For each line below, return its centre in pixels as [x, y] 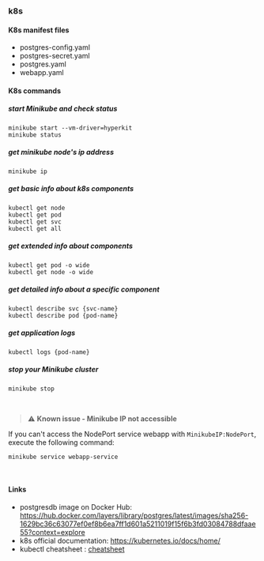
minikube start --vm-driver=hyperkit [70, 128]
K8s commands [35, 90]
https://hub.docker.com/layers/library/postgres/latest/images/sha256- [134, 515]
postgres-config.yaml [55, 47]
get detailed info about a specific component [84, 289]
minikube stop [32, 389]
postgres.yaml [43, 64]
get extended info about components [70, 246]
